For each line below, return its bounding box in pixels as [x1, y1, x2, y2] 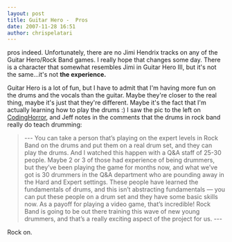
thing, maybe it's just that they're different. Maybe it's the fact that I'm [7, 98, 206, 107]
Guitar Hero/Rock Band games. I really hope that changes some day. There [7, 56, 221, 64]
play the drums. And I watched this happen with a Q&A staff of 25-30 [24, 149, 222, 157]
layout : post [7, 10, 45, 17]
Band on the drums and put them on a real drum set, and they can [24, 141, 213, 149]
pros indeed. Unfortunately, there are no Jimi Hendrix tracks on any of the [7, 48, 218, 57]
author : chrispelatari [7, 29, 73, 37]
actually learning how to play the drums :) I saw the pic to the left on [7, 106, 201, 114]
